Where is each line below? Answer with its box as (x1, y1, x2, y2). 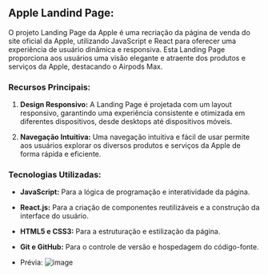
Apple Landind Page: (8, 6, 114, 20)
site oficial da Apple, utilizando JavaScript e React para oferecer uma (8, 36, 237, 46)
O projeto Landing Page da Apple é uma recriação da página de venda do (8, 27, 250, 37)
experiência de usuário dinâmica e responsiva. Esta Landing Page (8, 44, 226, 54)
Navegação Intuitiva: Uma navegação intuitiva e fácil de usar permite (19, 132, 250, 142)
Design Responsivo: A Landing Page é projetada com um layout (19, 100, 232, 110)
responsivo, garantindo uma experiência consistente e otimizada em (19, 108, 246, 118)
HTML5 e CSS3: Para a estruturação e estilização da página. (19, 227, 221, 237)
